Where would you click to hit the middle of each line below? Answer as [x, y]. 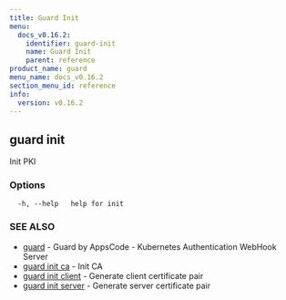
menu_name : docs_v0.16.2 [56, 78]
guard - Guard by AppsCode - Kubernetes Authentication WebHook [149, 246]
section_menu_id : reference [63, 86]
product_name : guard [49, 69]
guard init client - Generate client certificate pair [113, 275]
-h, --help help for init [71, 204]
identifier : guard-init [71, 43]
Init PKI [23, 161]
